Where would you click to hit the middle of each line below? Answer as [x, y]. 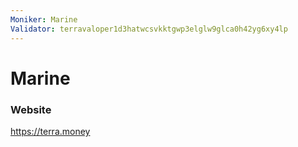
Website [31, 109]
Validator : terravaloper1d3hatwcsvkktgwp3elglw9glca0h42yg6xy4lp [149, 29]
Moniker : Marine [44, 19]
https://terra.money [50, 131]
